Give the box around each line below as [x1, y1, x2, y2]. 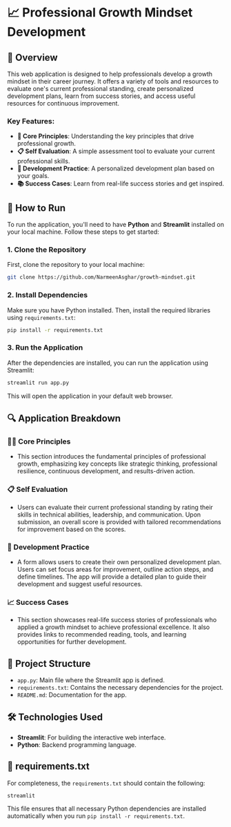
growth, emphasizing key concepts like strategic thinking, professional [17, 459, 218, 468]
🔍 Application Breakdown [7, 412, 121, 424]
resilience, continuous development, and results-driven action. [17, 467, 195, 475]
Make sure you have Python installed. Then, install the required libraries [7, 306, 211, 314]
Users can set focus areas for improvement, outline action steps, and [17, 565, 214, 573]
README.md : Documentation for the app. [17, 690, 128, 699]
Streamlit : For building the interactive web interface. [17, 733, 166, 741]
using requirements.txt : [7, 313, 76, 321]
